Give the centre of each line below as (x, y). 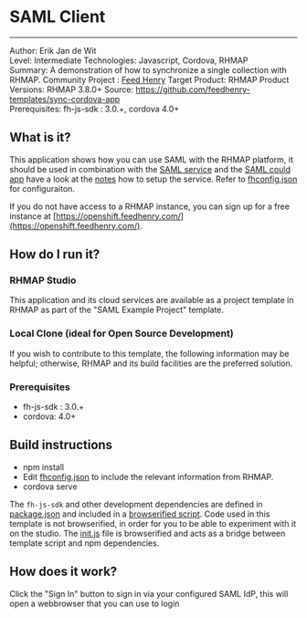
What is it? (40, 137)
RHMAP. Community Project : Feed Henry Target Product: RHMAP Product (149, 79)
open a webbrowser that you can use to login (95, 603)
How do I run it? (55, 254)
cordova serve (50, 487)
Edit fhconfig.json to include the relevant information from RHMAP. (148, 477)
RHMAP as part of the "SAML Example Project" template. (117, 310)
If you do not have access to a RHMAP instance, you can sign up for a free (150, 206)
